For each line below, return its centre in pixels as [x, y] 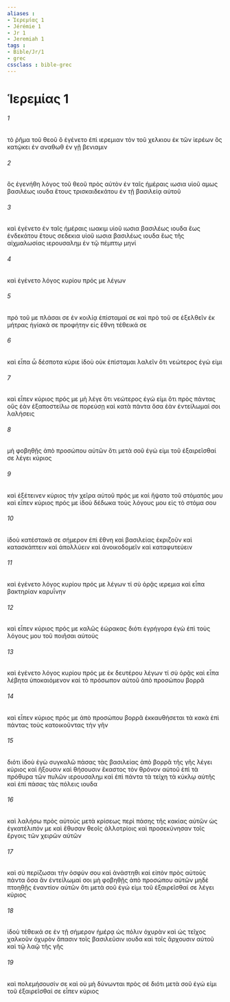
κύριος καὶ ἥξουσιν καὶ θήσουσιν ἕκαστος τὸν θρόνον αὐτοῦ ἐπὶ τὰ [103, 769]
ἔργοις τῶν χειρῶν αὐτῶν [44, 836]
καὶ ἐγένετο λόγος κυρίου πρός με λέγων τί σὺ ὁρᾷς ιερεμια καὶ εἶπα [106, 584]
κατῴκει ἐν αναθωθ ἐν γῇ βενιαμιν [57, 147]
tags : [16, 45]
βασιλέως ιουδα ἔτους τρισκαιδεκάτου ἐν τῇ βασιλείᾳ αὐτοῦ [94, 192]
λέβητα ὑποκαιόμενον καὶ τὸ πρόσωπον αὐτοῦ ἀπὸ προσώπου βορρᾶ [106, 680]
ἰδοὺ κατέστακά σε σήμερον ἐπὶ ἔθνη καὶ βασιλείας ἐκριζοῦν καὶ [100, 540]
